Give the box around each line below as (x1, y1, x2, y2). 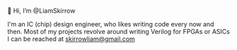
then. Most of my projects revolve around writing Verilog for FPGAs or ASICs (7, 28, 230, 35)
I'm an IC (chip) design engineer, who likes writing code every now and (7, 20, 214, 28)
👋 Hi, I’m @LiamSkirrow (7, 7, 76, 15)
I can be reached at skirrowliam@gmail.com (7, 35, 136, 43)
